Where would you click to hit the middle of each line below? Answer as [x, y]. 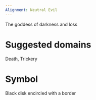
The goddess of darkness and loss [41, 24]
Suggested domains [48, 45]
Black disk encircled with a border [41, 93]
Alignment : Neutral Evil [31, 10]
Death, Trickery [21, 59]
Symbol [22, 79]
